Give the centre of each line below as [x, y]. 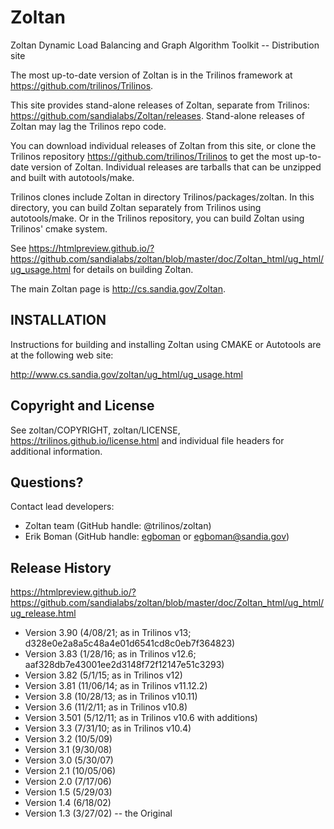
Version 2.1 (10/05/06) [70, 771]
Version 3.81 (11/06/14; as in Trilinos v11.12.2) [116, 686]
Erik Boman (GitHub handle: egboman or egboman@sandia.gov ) [157, 537]
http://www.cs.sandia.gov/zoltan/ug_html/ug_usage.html [126, 374]
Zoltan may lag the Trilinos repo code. [88, 126]
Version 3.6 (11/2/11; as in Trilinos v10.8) [106, 707]
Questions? [47, 482]
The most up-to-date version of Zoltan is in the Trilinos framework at [151, 75]
